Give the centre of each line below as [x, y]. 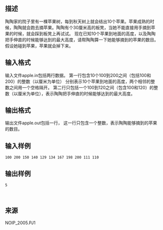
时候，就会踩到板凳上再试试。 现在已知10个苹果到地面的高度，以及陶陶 [84, 34]
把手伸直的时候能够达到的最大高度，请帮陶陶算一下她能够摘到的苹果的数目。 [82, 39]
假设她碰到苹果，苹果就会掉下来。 [39, 46]
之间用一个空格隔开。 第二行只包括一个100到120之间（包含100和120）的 [81, 87]
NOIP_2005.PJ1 [20, 223]
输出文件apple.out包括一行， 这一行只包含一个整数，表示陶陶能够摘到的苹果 [81, 123]
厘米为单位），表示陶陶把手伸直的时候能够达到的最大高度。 [76, 94]
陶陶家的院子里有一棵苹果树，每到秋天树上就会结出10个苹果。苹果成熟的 [78, 21]
